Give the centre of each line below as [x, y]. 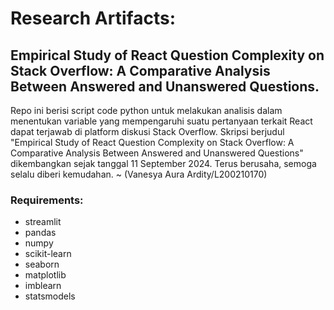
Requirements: [47, 200]
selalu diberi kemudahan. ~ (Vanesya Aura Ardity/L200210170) [139, 174]
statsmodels [50, 296]
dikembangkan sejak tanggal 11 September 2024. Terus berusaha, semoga [163, 163]
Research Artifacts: [93, 18]
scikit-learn [48, 254]
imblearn [43, 286]
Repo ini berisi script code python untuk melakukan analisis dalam [146, 110]
